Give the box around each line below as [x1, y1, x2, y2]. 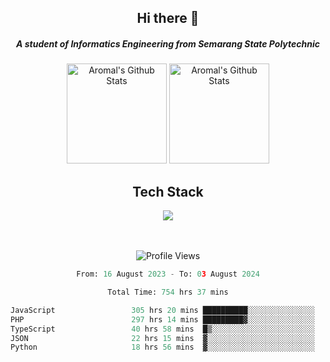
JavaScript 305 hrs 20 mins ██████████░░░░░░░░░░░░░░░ [10, 305, 315, 315]
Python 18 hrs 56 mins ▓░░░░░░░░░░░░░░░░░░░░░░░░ [10, 342, 315, 353]
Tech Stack [132, 183, 204, 200]
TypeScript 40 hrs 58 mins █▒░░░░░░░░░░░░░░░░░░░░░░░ [10, 324, 315, 334]
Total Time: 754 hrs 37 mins [107, 287, 229, 298]
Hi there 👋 [136, 10, 200, 27]
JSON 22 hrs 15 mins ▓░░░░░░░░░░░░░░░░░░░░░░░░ [10, 333, 315, 343]
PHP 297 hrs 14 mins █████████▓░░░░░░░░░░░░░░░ [10, 314, 315, 325]
